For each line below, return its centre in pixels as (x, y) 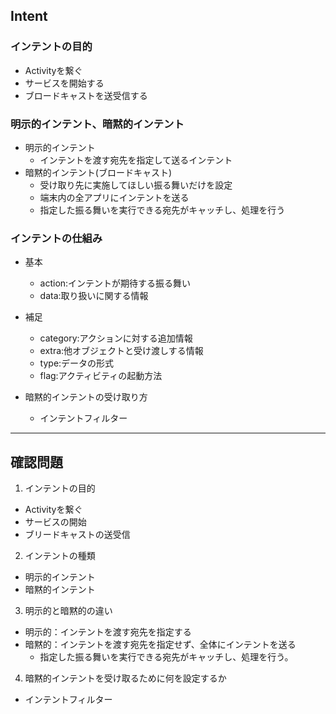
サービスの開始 (55, 522)
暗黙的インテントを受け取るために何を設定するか (125, 678)
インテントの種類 (60, 556)
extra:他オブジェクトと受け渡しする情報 (121, 351)
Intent (29, 16)
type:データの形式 (77, 363)
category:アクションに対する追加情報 (116, 338)
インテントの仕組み (56, 238)
